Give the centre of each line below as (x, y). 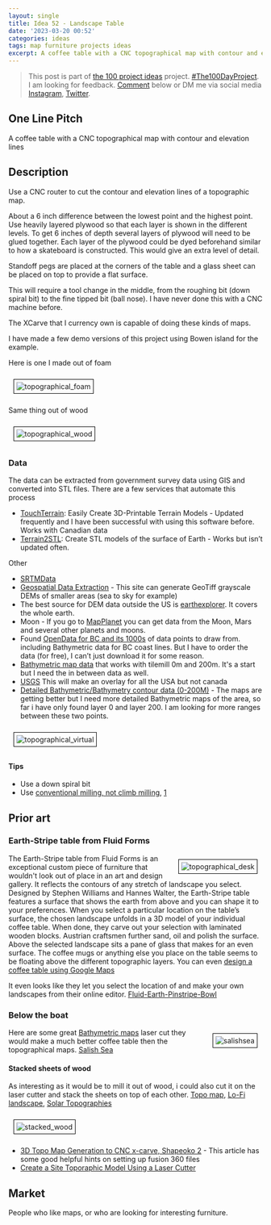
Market (27, 1193)
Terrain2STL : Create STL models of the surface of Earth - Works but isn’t (142, 538)
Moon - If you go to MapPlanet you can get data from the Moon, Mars (136, 621)
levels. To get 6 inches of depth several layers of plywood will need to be (129, 233)
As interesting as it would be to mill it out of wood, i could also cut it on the (132, 1086)
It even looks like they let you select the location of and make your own (126, 985)
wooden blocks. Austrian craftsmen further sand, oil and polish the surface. (134, 935)
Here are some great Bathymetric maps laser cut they (97, 1033)
